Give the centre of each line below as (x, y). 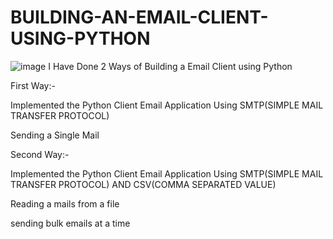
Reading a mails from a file (65, 203)
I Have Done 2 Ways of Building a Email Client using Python (170, 66)
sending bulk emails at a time (70, 223)
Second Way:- (40, 154)
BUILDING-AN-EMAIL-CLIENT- (139, 17)
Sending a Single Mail (55, 135)
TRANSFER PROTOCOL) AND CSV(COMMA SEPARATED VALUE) (143, 184)
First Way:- (33, 85)
